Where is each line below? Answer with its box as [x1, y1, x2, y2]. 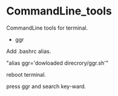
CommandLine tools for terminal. [6, 24, 88, 31]
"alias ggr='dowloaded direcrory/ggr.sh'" [6, 59, 109, 66]
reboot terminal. [6, 71, 47, 78]
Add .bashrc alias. [6, 47, 51, 55]
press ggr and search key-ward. [6, 83, 87, 90]
